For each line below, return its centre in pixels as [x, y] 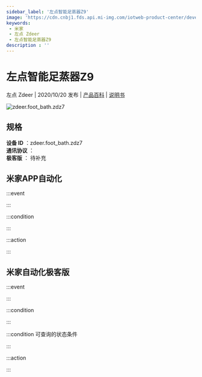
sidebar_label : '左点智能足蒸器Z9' [47, 12]
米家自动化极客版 [38, 272]
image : [14, 17]
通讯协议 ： [20, 150]
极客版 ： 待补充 [26, 158]
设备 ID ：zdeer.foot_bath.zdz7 [44, 143]
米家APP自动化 [34, 179]
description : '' [28, 46]
